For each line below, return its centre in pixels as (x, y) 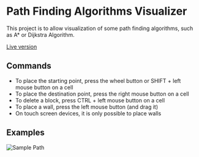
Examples (25, 133)
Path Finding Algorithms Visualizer (97, 11)
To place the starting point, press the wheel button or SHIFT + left (98, 80)
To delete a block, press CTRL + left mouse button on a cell (90, 100)
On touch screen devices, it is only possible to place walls (88, 113)
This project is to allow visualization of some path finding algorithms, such (100, 28)
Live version (22, 47)
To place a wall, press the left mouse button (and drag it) (87, 107)
